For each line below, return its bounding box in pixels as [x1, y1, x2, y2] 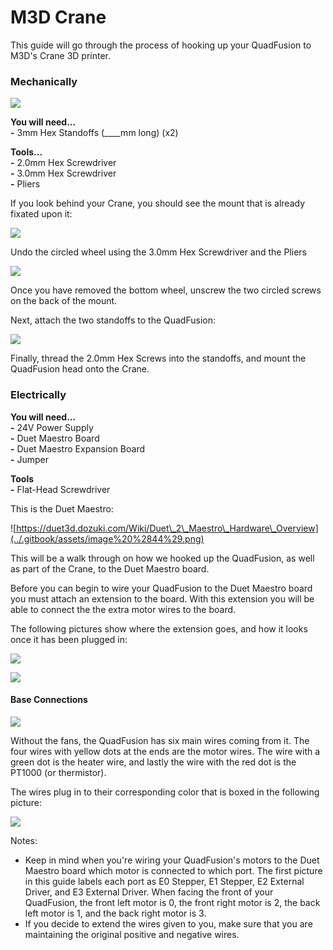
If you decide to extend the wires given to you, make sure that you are [24, 917, 313, 930]
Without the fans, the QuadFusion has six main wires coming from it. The [10, 734, 310, 746]
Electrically [10, 388, 67, 402]
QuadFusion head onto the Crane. [10, 363, 150, 375]
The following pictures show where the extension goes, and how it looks [10, 622, 308, 635]
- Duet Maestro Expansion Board [10, 442, 146, 455]
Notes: [10, 834, 38, 846]
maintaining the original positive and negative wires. [24, 928, 240, 940]
